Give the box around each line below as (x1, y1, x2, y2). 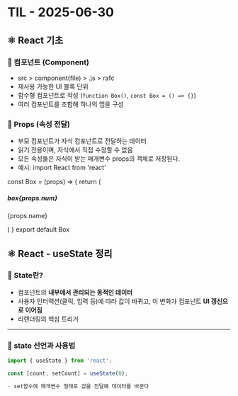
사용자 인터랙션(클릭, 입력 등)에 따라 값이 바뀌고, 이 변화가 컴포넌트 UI (17, 297, 210, 305)
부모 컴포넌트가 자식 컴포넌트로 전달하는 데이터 (17, 137, 147, 145)
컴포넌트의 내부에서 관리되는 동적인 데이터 (17, 288, 133, 296)
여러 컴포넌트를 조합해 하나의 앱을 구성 (17, 100, 124, 108)
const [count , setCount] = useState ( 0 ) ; (7, 370, 129, 377)
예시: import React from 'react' (17, 164, 106, 172)
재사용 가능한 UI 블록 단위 (17, 82, 89, 91)
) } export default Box (7, 225, 70, 234)
